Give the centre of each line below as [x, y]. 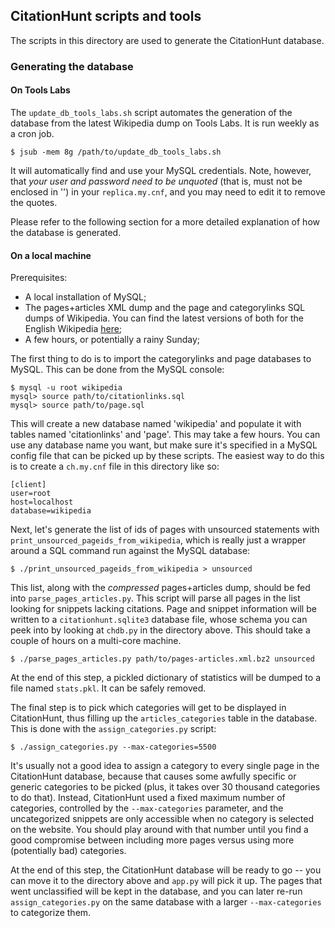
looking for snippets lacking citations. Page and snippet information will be [163, 609]
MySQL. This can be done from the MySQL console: [117, 370]
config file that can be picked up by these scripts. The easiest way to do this [167, 456]
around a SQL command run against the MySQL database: [130, 551]
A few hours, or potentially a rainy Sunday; [112, 340]
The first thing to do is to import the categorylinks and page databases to [161, 359]
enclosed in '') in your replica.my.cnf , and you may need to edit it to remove [168, 191]
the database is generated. [66, 232]
